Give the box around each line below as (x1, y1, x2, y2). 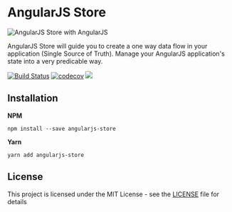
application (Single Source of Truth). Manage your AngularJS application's (7, 49, 226, 58)
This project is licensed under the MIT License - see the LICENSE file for (7, 190, 219, 198)
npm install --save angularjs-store (7, 125, 116, 132)
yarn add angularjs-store (7, 151, 84, 158)
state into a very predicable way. (7, 56, 103, 65)
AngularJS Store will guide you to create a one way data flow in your (7, 41, 208, 50)
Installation (7, 92, 58, 104)
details (7, 197, 27, 206)
